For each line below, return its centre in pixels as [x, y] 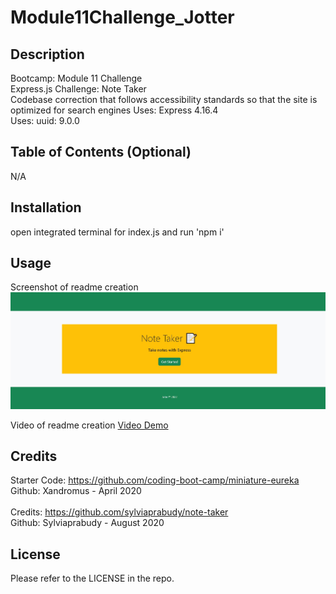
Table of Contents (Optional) [101, 152]
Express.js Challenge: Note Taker [78, 89]
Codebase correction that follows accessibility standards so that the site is [164, 99]
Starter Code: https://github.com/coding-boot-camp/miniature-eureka [155, 480]
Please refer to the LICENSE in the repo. [92, 578]
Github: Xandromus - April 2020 [76, 491]
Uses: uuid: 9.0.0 [45, 120]
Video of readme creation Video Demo [89, 425]
